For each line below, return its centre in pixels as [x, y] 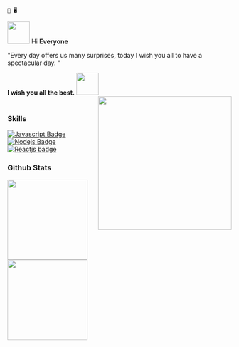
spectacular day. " [34, 63]
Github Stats [30, 168]
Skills [17, 118]
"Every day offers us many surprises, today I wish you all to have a [105, 55]
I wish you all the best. [41, 93]
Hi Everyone [50, 41]
